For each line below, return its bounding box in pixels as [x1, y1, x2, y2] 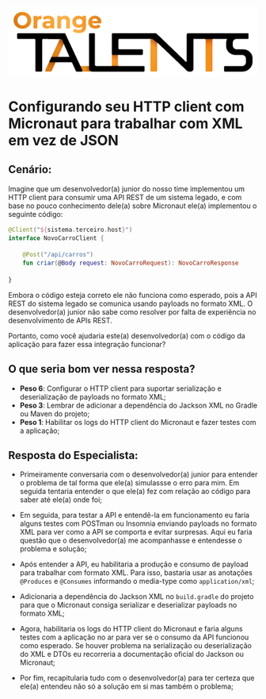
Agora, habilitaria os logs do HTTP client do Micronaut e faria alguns [19, 624, 243, 634]
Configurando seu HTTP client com [8, 98, 245, 115]
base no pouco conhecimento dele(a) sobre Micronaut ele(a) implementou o [8, 201, 257, 210]
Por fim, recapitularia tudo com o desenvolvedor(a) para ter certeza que [19, 674, 255, 683]
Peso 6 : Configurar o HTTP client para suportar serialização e [19, 384, 222, 393]
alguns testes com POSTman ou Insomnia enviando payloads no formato [19, 519, 257, 528]
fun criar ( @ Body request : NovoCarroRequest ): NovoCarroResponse [22, 259, 239, 268]
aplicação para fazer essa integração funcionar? [8, 339, 166, 349]
